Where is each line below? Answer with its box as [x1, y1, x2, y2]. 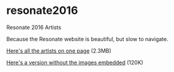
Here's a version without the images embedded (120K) [6, 59, 143, 66]
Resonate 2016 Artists [6, 24, 62, 31]
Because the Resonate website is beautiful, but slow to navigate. [6, 35, 169, 42]
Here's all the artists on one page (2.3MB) [6, 47, 112, 54]
